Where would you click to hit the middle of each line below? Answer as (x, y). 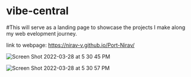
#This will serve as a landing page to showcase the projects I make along (96, 27)
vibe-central (37, 11)
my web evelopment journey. (42, 33)
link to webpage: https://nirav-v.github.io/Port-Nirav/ (71, 45)
